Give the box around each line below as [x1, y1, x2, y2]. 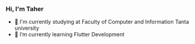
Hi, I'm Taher [5, 5, 44, 13]
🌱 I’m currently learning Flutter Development [14, 31, 125, 38]
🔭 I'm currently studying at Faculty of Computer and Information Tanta [14, 18, 190, 26]
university [14, 24, 40, 32]
